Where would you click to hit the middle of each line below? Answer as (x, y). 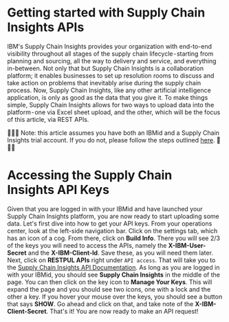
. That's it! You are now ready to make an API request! (122, 311)
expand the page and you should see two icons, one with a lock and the (109, 289)
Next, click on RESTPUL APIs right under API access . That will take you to (111, 260)
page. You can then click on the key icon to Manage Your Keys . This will (110, 282)
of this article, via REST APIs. (48, 119)
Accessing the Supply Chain (90, 175)
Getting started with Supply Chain (106, 13)
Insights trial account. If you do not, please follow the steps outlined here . (111, 140)
